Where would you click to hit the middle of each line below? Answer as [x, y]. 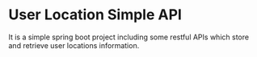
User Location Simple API [95, 15]
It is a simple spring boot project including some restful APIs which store [128, 37]
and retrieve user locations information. [74, 45]
